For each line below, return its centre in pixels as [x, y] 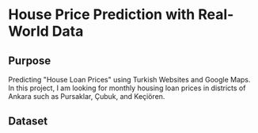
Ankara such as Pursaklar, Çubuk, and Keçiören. [87, 96]
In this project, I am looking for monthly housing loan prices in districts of [127, 88]
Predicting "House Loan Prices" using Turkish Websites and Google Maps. [129, 80]
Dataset [28, 122]
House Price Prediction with [102, 15]
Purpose [30, 61]
